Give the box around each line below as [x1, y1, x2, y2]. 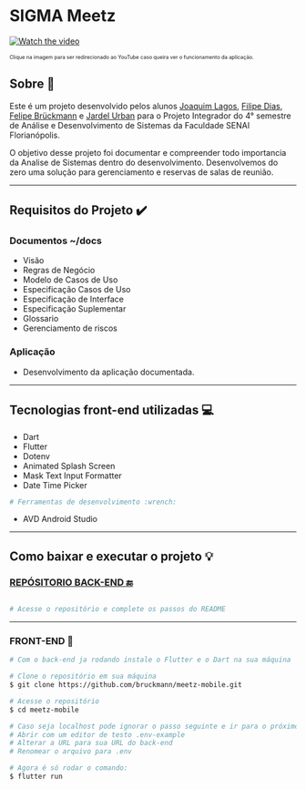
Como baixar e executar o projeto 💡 [9, 548, 214, 564]
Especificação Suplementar [22, 303, 127, 314]
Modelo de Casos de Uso [22, 274, 118, 285]
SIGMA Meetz [9, 5, 117, 26]
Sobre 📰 [9, 77, 56, 92]
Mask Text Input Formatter [22, 470, 123, 481]
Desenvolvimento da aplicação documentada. [22, 366, 195, 377]
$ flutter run [9, 772, 64, 782]
